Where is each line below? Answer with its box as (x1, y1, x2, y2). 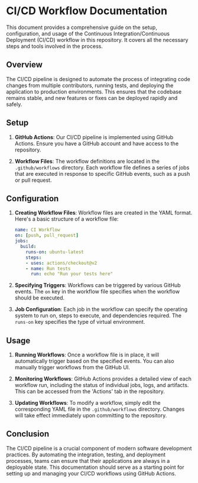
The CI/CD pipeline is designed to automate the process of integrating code (6, 75, 190, 82)
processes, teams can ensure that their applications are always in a (6, 457, 170, 464)
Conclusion (6, 429, 50, 439)
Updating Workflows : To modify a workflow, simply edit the (14, 400, 161, 407)
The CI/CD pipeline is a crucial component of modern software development (6, 445, 192, 452)
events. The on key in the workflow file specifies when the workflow (14, 288, 180, 295)
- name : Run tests (25, 265, 71, 272)
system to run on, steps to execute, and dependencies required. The (14, 312, 182, 319)
